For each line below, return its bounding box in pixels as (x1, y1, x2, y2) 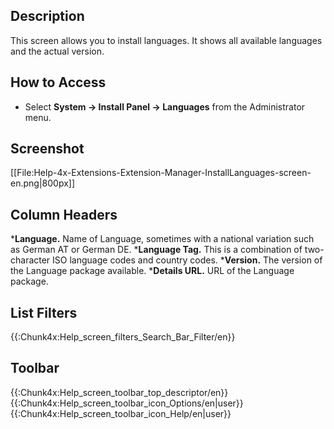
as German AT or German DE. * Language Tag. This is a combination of (10, 244, 303, 256)
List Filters (10, 304, 78, 321)
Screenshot (10, 140, 85, 158)
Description (10, 8, 85, 25)
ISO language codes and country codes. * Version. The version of (52, 254, 323, 266)
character (10, 254, 51, 266)
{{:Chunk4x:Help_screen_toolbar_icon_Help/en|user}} (10, 407, 232, 419)
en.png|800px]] (10, 177, 75, 189)
